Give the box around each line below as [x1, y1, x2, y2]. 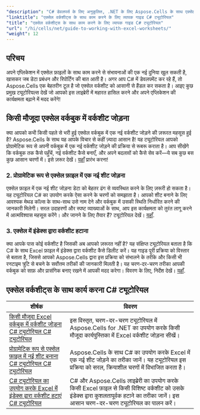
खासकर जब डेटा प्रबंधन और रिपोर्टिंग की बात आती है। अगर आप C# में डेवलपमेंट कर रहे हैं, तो [6, 75, 183, 82]
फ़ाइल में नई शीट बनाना [9, 352, 58, 361]
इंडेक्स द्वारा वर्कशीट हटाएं [9, 392, 62, 400]
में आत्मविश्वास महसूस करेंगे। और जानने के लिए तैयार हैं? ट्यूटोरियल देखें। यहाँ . [6, 212, 155, 219]
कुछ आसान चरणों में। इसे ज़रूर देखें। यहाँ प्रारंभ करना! [6, 156, 109, 163]
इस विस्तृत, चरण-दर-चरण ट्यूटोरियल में [70, 317, 158, 325]
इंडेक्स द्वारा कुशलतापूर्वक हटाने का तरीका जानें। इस [70, 392, 180, 400]
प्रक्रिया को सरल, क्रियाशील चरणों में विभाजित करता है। [70, 363, 186, 371]
